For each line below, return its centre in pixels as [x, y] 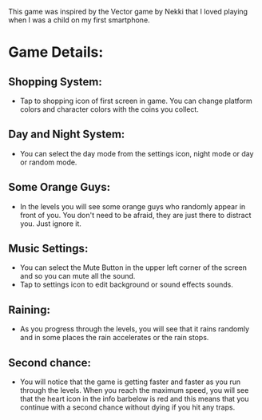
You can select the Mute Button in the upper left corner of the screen [133, 267]
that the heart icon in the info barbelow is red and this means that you [134, 399]
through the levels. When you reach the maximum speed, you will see [134, 390]
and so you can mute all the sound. [77, 276]
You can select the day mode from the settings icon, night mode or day [137, 153]
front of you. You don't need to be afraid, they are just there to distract [135, 215]
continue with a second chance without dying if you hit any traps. [127, 407]
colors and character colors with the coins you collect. [109, 109]
